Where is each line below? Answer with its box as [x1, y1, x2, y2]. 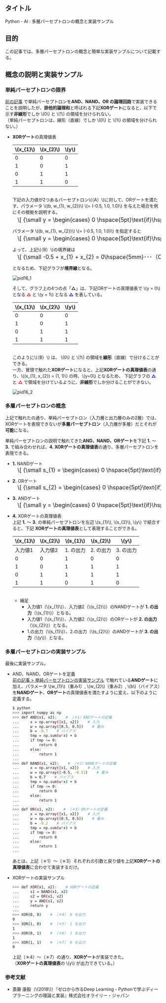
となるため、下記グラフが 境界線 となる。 [12, 265, 95, 271]
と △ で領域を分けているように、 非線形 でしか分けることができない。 [12, 379, 154, 385]
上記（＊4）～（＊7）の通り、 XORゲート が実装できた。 [12, 954, 126, 960]
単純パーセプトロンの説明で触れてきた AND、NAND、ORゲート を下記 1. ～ [5, 438, 157, 444]
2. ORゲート [12, 478, 37, 484]
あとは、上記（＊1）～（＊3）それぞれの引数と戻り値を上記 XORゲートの [12, 858, 161, 864]
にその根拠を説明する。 [12, 209, 60, 215]
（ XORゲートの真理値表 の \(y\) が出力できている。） [12, 960, 118, 966]
